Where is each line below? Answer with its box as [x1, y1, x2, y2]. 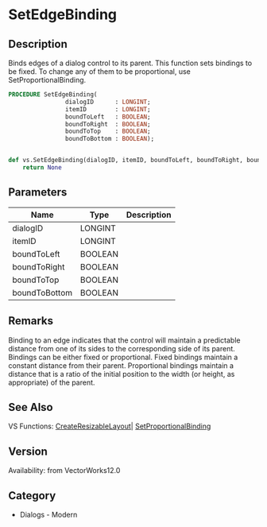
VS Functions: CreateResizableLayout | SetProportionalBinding [8, 421, 211, 431]
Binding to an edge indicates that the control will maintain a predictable [8, 335, 241, 345]
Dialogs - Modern [19, 510, 78, 519]
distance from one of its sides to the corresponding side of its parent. [8, 343, 236, 353]
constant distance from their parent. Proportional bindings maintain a [8, 360, 234, 370]
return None [22, 164, 62, 172]
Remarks [8, 314, 54, 327]
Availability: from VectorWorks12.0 [8, 466, 121, 475]
